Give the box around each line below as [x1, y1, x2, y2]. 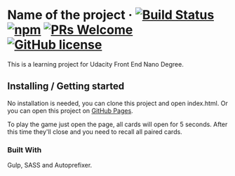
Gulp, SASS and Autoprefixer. [7, 161, 93, 170]
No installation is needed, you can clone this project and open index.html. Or [7, 99, 228, 107]
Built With [7, 144, 42, 154]
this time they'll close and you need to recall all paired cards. [7, 127, 182, 136]
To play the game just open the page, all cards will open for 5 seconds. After [7, 120, 228, 128]
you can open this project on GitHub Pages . [7, 106, 133, 115]
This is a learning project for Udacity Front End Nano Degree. [7, 60, 184, 68]
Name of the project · [7, 7, 133, 23]
